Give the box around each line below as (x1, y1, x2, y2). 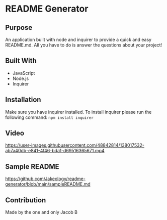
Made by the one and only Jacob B (5, 209, 78, 215)
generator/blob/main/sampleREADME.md (5, 181, 91, 187)
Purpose (5, 23, 33, 32)
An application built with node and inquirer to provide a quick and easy (5, 36, 152, 42)
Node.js (12, 75, 29, 81)
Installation (5, 96, 41, 104)
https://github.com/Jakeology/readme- (5, 175, 86, 182)
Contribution (5, 196, 46, 204)
